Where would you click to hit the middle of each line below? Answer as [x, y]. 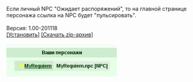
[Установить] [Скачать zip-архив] [50, 35]
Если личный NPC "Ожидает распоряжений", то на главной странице [96, 9]
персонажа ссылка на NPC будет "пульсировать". [72, 15]
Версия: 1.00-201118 [32, 28]
